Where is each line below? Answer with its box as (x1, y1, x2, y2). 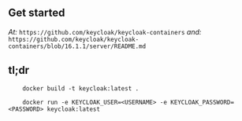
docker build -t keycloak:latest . (22, 84, 140, 93)
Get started (8, 6, 65, 20)
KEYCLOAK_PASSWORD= (170, 98, 235, 106)
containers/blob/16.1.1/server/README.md (8, 42, 147, 50)
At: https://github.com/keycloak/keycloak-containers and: (8, 27, 202, 36)
